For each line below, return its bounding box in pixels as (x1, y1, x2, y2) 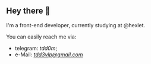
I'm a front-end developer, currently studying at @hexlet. (6, 21, 146, 28)
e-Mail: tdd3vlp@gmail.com (14, 51, 83, 58)
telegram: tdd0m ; (14, 44, 58, 52)
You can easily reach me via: (6, 33, 77, 40)
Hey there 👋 (6, 6, 51, 16)
